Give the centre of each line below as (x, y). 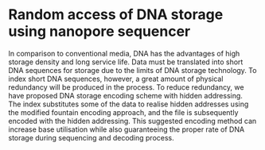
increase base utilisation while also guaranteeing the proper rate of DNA (127, 129)
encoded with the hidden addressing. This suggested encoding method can (132, 121)
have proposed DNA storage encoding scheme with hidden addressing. (125, 95)
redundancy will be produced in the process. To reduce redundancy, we (126, 87)
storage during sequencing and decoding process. (92, 137)
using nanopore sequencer (99, 31)
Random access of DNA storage (116, 15)
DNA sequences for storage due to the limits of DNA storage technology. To (132, 70)
